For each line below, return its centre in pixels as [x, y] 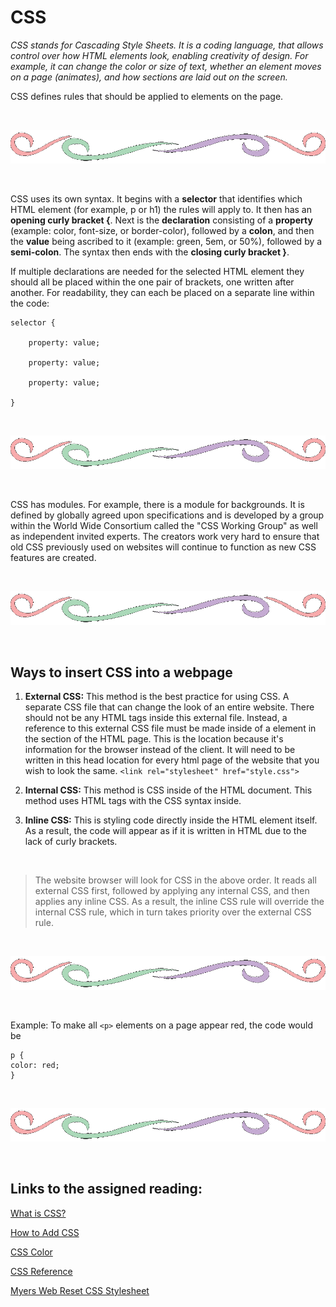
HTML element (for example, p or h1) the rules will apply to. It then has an [161, 209]
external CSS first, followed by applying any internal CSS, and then [172, 890]
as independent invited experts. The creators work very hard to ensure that [165, 537]
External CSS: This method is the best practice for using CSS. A [157, 696]
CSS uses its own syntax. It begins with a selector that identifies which [156, 199]
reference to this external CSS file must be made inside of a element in [170, 728]
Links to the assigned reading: [106, 1189]
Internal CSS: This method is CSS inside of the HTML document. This [168, 790]
